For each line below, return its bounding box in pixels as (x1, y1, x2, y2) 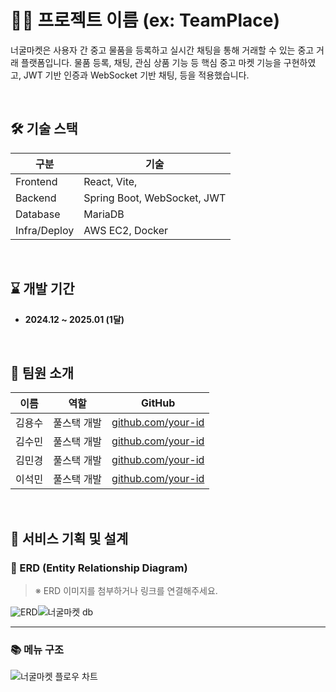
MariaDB (83, 207, 125, 221)
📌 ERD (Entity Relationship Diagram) (10, 561, 188, 575)
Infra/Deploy (15, 223, 75, 237)
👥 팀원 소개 (10, 364, 75, 381)
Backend (15, 191, 57, 205)
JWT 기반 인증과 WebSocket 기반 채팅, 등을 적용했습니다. (23, 69, 250, 81)
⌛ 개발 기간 (10, 281, 75, 298)
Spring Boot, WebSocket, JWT (83, 191, 227, 205)
